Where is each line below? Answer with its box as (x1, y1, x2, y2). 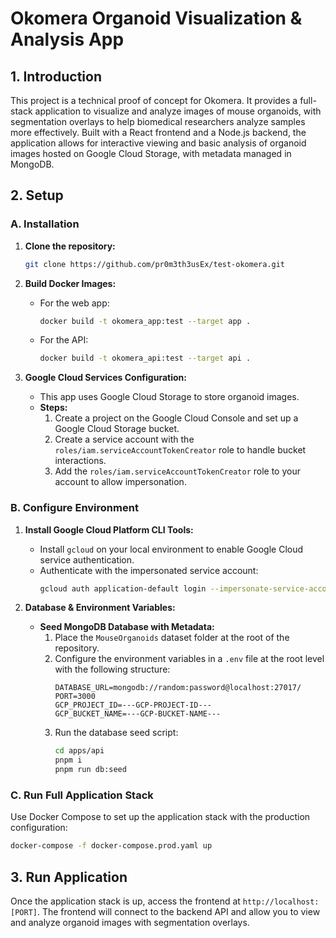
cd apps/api (54, 746, 105, 756)
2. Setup (10, 187, 64, 204)
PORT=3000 (54, 692, 96, 702)
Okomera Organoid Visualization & (10, 7, 303, 30)
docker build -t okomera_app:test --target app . (39, 316, 252, 326)
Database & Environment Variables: (24, 602, 176, 614)
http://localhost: (242, 897, 320, 907)
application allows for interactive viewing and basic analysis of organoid (10, 137, 307, 149)
